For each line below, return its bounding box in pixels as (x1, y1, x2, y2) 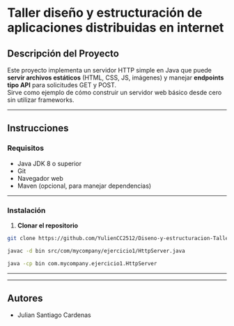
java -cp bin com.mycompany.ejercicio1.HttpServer (7, 260, 157, 267)
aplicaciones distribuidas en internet (7, 20, 224, 36)
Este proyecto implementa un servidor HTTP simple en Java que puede (7, 66, 212, 74)
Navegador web (17, 174, 64, 182)
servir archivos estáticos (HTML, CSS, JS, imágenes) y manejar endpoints (7, 73, 224, 82)
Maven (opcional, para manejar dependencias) (17, 181, 152, 190)
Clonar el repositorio (17, 221, 79, 230)
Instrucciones (7, 122, 69, 134)
